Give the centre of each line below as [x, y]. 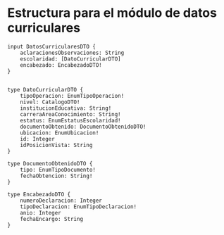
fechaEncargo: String [51, 219]
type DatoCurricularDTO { [45, 89]
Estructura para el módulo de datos [112, 13]
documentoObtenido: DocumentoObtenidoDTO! [83, 127]
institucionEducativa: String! [66, 108]
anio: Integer [41, 212]
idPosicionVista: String [56, 145]
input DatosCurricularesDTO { [52, 46]
